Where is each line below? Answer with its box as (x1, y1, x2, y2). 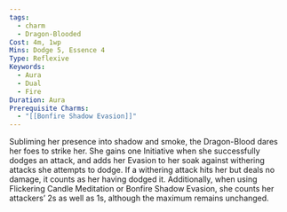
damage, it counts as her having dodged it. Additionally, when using (9, 174, 258, 185)
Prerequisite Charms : (9, 104, 90, 113)
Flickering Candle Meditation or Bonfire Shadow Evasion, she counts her (9, 184, 275, 194)
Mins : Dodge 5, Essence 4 (9, 46, 105, 55)
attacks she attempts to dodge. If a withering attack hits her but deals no (9, 165, 275, 176)
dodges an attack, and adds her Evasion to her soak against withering (9, 155, 265, 166)
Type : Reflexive (9, 54, 69, 63)
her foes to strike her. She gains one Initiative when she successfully (9, 145, 260, 156)
